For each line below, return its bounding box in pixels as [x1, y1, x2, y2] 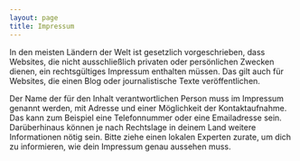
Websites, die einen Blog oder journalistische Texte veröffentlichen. [9, 75, 260, 86]
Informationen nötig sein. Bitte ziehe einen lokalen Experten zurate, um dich [9, 131, 292, 142]
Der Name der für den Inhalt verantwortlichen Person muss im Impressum [9, 92, 285, 104]
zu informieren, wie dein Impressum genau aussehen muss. [9, 141, 232, 152]
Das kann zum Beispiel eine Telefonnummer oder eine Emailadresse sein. [9, 112, 282, 123]
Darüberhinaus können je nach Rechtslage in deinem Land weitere [9, 121, 257, 132]
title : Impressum [9, 22, 75, 31]
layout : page [9, 13, 59, 23]
